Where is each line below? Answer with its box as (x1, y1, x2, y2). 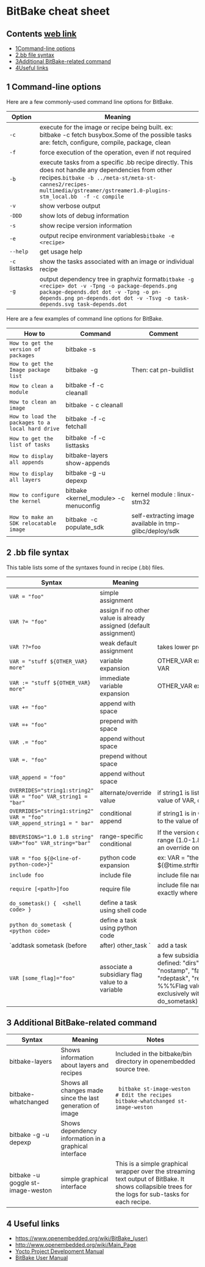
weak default (99, 639, 137, 647)
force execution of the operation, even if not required (39, 148, 191, 156)
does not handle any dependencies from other (39, 165, 173, 174)
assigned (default (99, 621, 151, 630)
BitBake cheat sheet (6, 4, 110, 18)
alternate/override (99, 788, 152, 797)
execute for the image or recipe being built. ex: (39, 123, 173, 131)
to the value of (157, 816, 199, 825)
